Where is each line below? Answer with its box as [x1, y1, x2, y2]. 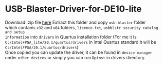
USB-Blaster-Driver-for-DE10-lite [5, 3, 142, 15]
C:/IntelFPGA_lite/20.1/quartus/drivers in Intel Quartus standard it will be [5, 39, 157, 45]
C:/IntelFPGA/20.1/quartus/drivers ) [5, 44, 79, 50]
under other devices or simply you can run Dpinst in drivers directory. [5, 54, 146, 60]
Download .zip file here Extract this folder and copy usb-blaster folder [5, 19, 146, 25]
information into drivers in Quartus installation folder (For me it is [5, 34, 137, 40]
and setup [5, 30, 25, 34]
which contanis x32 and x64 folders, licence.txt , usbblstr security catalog [5, 24, 158, 30]
